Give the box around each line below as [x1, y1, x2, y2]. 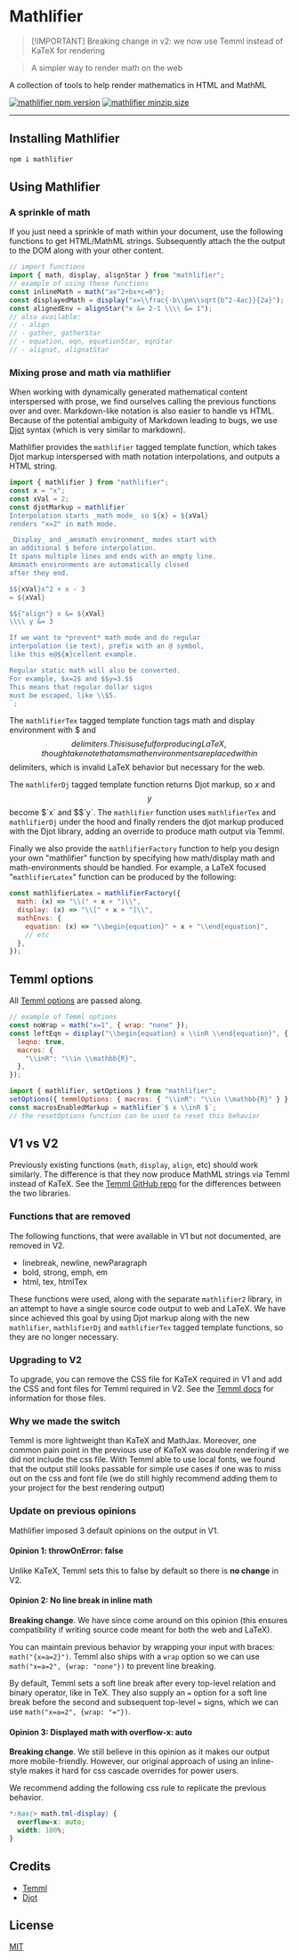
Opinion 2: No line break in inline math [9, 1595, 153, 1605]
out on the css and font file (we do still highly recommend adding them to [9, 1473, 278, 1484]
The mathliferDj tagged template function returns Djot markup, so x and [9, 780, 276, 790]
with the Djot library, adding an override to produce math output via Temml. [9, 826, 285, 837]
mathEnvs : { [17, 913, 62, 923]
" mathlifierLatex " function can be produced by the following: [9, 871, 237, 883]
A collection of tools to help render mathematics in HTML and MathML [9, 79, 267, 90]
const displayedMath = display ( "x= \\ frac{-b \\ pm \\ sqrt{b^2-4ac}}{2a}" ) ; [9, 296, 285, 305]
